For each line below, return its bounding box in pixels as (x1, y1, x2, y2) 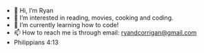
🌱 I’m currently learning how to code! (13, 21, 119, 29)
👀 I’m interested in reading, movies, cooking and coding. (13, 14, 174, 22)
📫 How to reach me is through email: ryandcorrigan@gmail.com (13, 29, 197, 37)
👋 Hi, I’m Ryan (13, 7, 54, 14)
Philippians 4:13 (13, 38, 59, 46)
